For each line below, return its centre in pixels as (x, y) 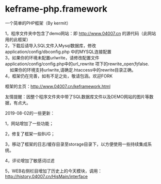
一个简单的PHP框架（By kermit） (38, 23)
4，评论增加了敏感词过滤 (30, 160)
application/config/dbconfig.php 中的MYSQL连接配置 (58, 52)
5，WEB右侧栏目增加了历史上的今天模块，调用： (54, 171)
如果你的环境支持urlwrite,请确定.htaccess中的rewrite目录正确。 (73, 70)
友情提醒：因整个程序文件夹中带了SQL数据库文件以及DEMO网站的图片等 (77, 96)
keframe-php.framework (56, 9)
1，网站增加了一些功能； (29, 123)
